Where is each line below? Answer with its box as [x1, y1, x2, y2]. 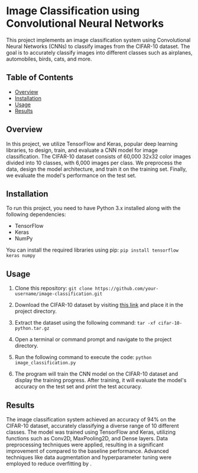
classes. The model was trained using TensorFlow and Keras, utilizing [6, 428, 176, 436]
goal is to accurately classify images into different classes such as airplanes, [6, 49, 193, 56]
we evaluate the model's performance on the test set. [6, 172, 137, 179]
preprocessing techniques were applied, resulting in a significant [6, 441, 164, 448]
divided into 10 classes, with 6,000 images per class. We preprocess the [6, 159, 182, 166]
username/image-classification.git [14, 291, 103, 297]
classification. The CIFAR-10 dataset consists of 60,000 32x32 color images [6, 153, 191, 160]
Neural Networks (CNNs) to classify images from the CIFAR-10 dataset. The [6, 43, 190, 50]
